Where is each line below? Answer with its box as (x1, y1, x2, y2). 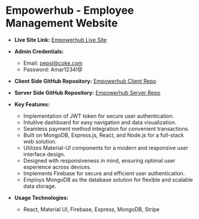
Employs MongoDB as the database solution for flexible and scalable (23, 176, 193, 183)
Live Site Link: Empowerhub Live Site (14, 36, 107, 43)
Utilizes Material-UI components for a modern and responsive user (23, 144, 188, 151)
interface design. (23, 151, 65, 158)
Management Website (5, 16, 118, 30)
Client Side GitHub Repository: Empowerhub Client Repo (14, 77, 156, 85)
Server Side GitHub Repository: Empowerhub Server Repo (14, 89, 161, 96)
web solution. (23, 137, 57, 145)
